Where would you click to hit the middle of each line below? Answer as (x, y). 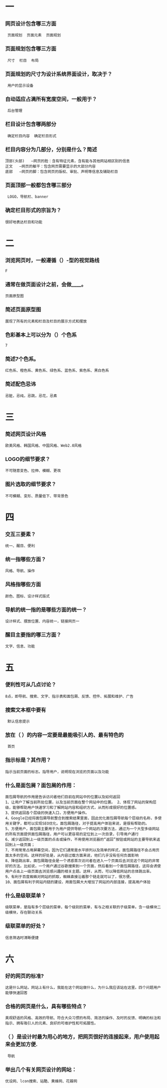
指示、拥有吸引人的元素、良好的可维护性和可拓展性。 (52, 1023)
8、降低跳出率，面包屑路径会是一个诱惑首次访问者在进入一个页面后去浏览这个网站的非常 (82, 861)
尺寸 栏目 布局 (23, 60)
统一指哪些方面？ (26, 560)
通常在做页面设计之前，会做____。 (46, 284)
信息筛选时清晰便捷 (22, 938)
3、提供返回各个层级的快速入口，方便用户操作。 (47, 813)
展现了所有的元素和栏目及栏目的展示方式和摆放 (46, 321)
